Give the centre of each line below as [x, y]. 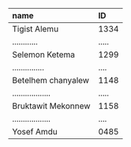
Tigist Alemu [36, 29]
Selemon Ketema [44, 55]
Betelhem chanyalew [51, 80]
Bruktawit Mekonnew [51, 106]
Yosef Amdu [35, 132]
